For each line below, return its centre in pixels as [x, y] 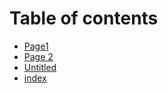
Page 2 [38, 56]
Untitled [40, 67]
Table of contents [84, 18]
